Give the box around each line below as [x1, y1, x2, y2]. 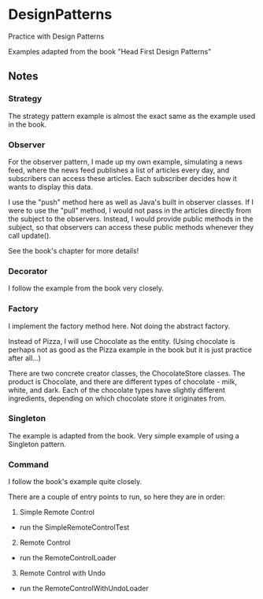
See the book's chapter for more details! [8, 246, 139, 255]
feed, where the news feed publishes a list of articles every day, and [8, 165, 230, 175]
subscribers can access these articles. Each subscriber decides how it [8, 173, 238, 183]
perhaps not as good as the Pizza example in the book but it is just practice [8, 345, 252, 354]
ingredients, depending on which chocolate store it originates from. [8, 394, 227, 403]
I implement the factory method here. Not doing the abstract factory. [8, 321, 231, 331]
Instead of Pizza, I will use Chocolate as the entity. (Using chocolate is [8, 336, 236, 346]
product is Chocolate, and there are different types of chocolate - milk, [8, 376, 238, 386]
